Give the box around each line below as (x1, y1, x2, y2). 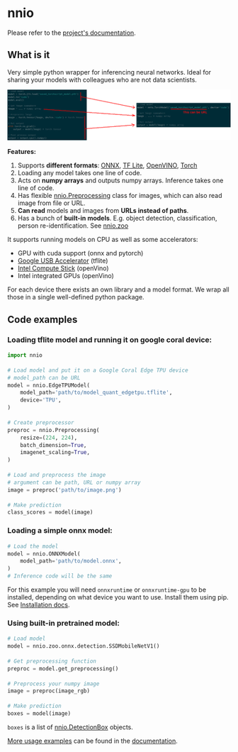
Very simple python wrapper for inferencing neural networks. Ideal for (7, 67, 211, 76)
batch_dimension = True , (20, 441, 87, 448)
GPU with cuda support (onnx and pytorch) (17, 249, 144, 258)
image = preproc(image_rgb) (7, 687, 91, 695)
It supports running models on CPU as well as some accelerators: (7, 236, 198, 244)
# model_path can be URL (7, 374, 81, 381)
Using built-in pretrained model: (7, 618, 120, 628)
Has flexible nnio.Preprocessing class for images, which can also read (17, 192, 222, 200)
